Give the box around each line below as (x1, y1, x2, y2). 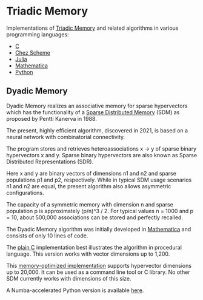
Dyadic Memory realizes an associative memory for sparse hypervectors (6, 102, 188, 109)
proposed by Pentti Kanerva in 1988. (6, 115, 97, 122)
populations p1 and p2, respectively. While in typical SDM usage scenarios (6, 176, 192, 183)
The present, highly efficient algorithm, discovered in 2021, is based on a (6, 126, 188, 134)
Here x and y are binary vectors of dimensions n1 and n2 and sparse (6, 169, 177, 177)
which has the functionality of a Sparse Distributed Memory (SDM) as (6, 108, 180, 116)
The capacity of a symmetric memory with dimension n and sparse (6, 200, 174, 208)
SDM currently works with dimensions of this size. (6, 274, 131, 282)
